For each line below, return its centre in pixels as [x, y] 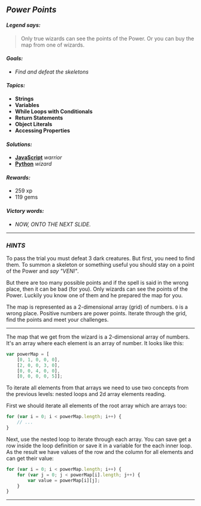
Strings [24, 99]
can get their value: [30, 458]
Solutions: [19, 144]
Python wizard [33, 164]
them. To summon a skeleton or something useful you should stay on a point [100, 264]
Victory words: [25, 211]
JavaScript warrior [38, 157]
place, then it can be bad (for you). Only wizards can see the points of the [97, 289]
